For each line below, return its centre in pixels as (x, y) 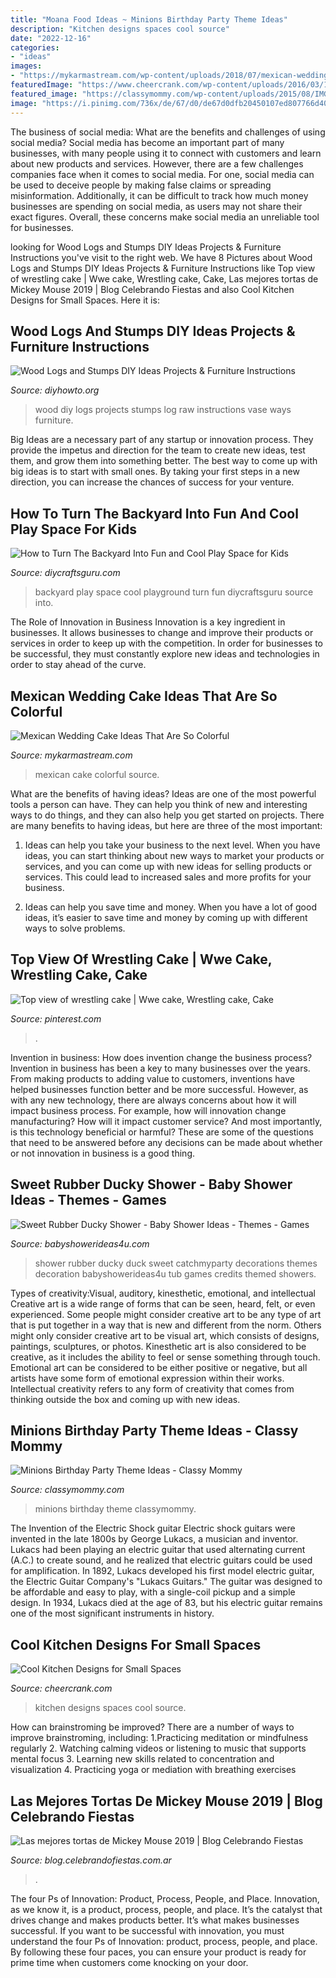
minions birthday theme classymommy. (115, 1509)
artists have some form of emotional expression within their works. (147, 1378)
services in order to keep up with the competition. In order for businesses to (166, 643)
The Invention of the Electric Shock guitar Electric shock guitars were (153, 1528)
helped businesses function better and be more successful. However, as (159, 1089)
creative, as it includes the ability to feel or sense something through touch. (165, 1357)
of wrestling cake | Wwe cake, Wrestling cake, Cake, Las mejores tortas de (164, 278)
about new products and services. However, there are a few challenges (157, 163)
